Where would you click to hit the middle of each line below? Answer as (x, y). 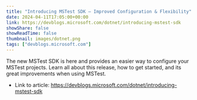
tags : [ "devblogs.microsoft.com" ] (49, 45)
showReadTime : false (32, 34)
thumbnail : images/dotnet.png (43, 39)
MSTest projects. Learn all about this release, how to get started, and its (94, 67)
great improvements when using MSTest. (56, 74)
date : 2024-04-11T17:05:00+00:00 (47, 17)
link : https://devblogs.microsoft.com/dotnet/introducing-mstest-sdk (94, 22)
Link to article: (32, 85)
